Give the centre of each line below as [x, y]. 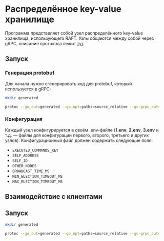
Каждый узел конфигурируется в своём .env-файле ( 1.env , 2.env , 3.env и [82, 130]
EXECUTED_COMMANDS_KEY [35, 150]
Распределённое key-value [63, 9]
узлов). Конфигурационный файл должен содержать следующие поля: [79, 140]
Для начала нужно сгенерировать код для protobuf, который [69, 83]
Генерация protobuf [30, 73]
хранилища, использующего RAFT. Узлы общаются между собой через [80, 38]
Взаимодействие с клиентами [54, 197]
